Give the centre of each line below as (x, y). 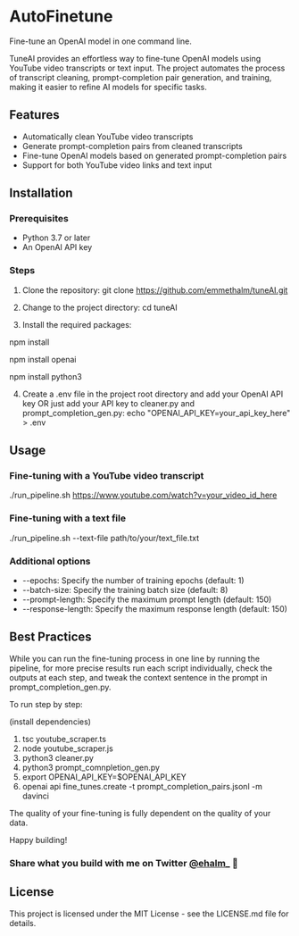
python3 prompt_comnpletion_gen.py (91, 767)
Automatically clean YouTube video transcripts (108, 137)
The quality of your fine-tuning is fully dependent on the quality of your (140, 813)
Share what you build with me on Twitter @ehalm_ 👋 (124, 863)
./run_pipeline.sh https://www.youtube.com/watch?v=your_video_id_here (143, 495)
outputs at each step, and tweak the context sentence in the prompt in (138, 677)
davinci (35, 796)
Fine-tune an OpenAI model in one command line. (100, 41)
